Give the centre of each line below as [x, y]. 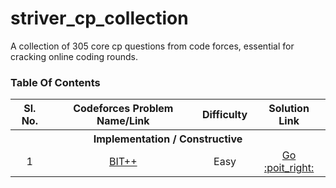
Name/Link [123, 121]
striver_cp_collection [99, 18]
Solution [289, 109]
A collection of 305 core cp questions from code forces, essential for [152, 46]
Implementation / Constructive [168, 139]
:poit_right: [289, 168]
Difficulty [224, 115]
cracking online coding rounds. [74, 56]
